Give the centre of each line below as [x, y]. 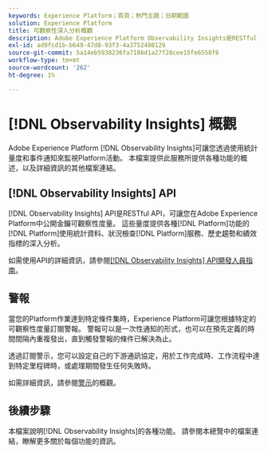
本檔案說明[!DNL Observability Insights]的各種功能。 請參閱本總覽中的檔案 [130, 431]
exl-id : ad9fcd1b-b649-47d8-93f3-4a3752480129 [87, 46]
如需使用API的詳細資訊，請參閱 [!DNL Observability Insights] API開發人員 [127, 260]
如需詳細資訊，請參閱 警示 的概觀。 [64, 383]
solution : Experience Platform [60, 23]
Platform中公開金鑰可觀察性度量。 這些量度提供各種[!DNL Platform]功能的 [129, 224]
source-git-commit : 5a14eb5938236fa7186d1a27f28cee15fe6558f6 [114, 53]
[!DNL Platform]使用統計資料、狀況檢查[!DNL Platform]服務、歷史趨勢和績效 [133, 233]
